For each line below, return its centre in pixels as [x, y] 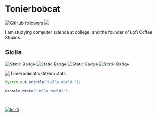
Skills [13, 52]
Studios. [13, 37]
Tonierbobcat [33, 9]
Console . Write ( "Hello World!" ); [37, 91]
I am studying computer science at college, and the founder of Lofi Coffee [79, 32]
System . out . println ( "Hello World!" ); [43, 82]
